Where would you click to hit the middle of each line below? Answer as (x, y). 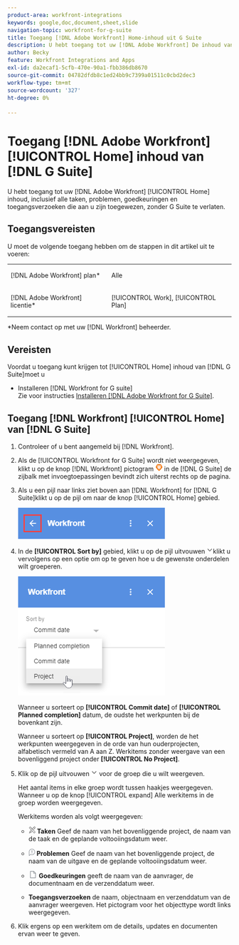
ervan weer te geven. (49, 934)
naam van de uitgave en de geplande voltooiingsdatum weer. (118, 861)
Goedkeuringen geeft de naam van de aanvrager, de (116, 876)
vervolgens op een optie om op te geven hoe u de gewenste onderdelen (123, 559)
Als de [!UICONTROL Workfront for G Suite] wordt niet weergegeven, (119, 460)
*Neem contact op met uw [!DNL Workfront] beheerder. (89, 327)
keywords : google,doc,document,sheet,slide (73, 22)
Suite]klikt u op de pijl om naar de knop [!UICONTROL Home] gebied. (119, 498)
